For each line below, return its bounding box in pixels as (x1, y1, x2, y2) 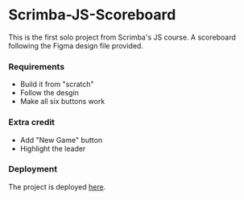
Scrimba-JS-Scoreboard (8, 6, 176, 24)
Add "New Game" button (19, 135, 103, 144)
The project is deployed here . (8, 181, 106, 191)
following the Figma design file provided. (8, 40, 143, 50)
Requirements (8, 60, 65, 72)
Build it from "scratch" (19, 79, 94, 90)
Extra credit (8, 117, 55, 128)
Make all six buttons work (19, 97, 105, 106)
